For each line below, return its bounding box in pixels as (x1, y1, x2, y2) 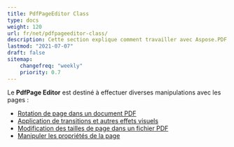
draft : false (7, 50, 46, 57)
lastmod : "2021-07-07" (7, 43, 74, 50)
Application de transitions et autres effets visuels (17, 116, 159, 125)
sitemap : (7, 56, 33, 63)
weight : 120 (7, 23, 42, 30)
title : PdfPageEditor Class (7, 10, 90, 17)
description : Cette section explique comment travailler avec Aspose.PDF (7, 36, 228, 43)
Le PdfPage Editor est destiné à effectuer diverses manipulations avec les (7, 88, 221, 97)
